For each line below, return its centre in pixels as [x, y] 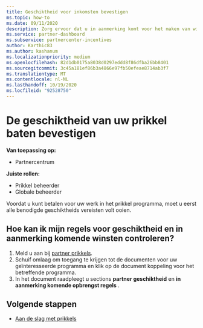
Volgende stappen [42, 304]
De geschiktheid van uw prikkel [87, 121]
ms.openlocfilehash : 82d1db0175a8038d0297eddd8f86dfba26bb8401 [88, 62]
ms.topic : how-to [28, 18]
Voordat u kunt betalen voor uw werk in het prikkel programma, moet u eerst [101, 203]
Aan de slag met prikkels [46, 319]
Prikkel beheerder [37, 185]
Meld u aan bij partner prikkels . [53, 253]
